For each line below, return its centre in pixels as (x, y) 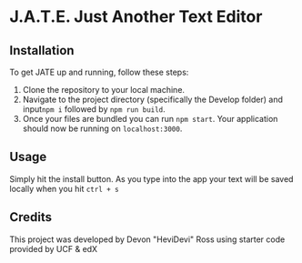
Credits (31, 217)
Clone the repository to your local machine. (103, 90)
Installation (42, 51)
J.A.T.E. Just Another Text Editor (136, 17)
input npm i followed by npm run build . (94, 109)
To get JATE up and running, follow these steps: (99, 72)
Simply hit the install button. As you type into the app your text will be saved (151, 178)
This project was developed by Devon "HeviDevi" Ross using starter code (147, 239)
